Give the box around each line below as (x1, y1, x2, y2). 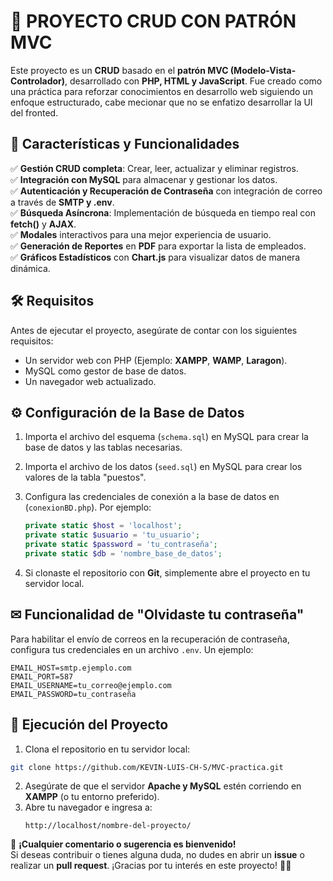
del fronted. (10, 106, 59, 119)
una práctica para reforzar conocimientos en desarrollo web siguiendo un (10, 85, 313, 97)
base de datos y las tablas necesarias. (24, 441, 183, 454)
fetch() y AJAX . (10, 218, 77, 230)
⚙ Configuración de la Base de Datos (10, 404, 245, 421)
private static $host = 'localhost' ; (24, 521, 183, 531)
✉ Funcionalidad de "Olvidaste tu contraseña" (10, 606, 305, 624)
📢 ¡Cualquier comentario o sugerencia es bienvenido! (10, 838, 237, 850)
